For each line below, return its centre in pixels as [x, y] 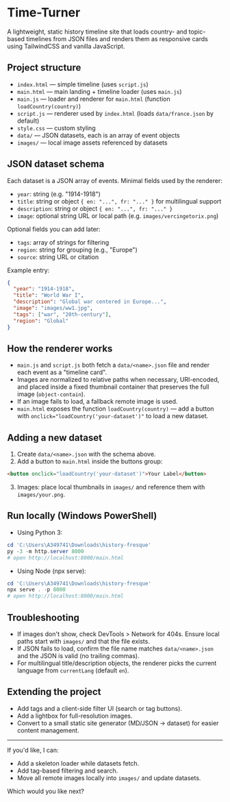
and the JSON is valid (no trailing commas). [78, 655]
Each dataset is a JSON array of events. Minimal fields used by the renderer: [115, 180]
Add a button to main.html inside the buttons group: [90, 461]
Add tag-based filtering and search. [67, 770]
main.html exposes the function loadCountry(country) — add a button [115, 409]
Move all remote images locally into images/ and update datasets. [109, 778]
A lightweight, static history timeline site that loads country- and [97, 32]
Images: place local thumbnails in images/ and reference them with [111, 487]
